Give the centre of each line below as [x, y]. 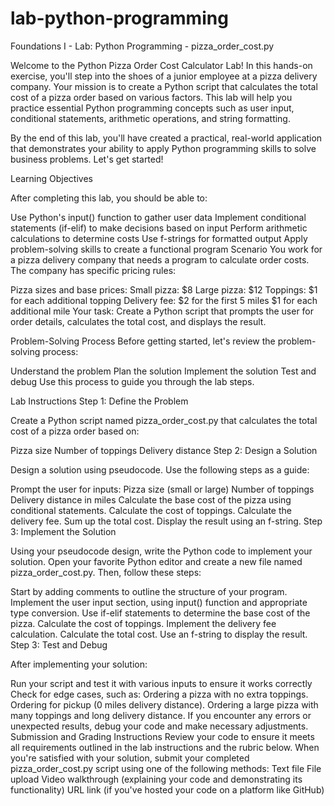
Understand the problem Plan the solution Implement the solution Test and [163, 371]
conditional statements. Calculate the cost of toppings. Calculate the [151, 510]
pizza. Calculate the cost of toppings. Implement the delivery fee [143, 623]
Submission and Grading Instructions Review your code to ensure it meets [162, 736]
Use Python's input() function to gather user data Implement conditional [158, 217]
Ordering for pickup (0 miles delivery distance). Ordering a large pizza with [164, 704]
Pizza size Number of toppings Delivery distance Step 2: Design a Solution [164, 450]
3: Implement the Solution [63, 531]
